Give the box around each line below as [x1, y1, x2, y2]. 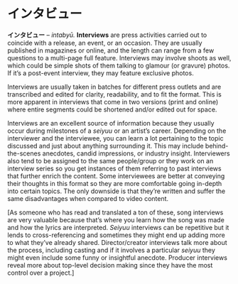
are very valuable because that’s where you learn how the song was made [7, 215, 225, 224]
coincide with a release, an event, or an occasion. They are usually [7, 38, 202, 47]
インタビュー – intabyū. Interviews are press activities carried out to [7, 31, 207, 39]
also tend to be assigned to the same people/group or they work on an [7, 156, 214, 165]
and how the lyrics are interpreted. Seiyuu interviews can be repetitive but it [7, 223, 229, 231]
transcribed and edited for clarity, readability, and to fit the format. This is [7, 89, 222, 99]
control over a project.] [7, 268, 75, 277]
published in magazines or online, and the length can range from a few [7, 46, 215, 55]
